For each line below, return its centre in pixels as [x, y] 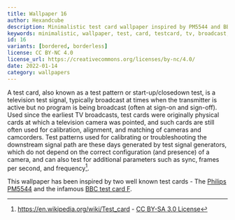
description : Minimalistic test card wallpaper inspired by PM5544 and [114, 27]
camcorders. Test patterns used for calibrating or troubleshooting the [107, 137]
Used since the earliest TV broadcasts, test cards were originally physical [113, 115]
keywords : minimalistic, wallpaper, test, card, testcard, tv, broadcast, [119, 33]
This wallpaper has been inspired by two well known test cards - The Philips [117, 181]
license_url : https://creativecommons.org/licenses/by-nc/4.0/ [101, 60]
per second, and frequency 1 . [48, 167]
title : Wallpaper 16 [37, 14]
